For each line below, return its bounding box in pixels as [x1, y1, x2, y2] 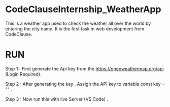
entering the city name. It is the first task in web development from [5, 25, 145, 31]
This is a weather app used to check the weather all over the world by [5, 20, 151, 26]
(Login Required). [5, 71, 42, 77]
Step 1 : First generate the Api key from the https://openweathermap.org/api [5, 65, 164, 72]
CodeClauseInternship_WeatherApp [5, 4, 161, 15]
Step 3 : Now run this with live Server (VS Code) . [5, 96, 108, 102]
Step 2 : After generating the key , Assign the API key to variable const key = [5, 81, 165, 87]
